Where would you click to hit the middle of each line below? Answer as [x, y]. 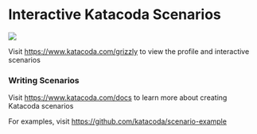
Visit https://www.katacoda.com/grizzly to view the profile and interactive [129, 51]
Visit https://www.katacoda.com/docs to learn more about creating [118, 98]
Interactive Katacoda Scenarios [115, 15]
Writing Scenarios [44, 80]
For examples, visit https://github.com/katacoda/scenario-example [117, 121]
